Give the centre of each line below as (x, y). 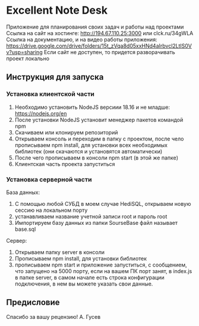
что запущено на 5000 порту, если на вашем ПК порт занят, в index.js (103, 271)
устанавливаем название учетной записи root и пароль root (91, 216)
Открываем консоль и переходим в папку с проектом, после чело (99, 139)
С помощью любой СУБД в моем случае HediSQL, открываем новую (103, 203)
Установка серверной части (49, 179)
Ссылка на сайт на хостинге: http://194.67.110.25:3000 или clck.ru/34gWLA (100, 33)
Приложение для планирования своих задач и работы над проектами (95, 27)
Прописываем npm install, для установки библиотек (81, 258)
